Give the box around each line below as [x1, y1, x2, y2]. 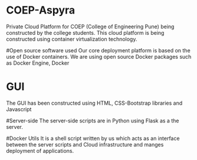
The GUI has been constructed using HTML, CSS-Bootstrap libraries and [6, 99, 183, 106]
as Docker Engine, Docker [6, 59, 70, 66]
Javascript [6, 105, 32, 112]
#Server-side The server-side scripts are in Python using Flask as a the [6, 117, 179, 124]
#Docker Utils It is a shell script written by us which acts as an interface [6, 135, 180, 142]
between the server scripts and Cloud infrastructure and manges [6, 141, 164, 148]
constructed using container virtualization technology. [6, 35, 137, 42]
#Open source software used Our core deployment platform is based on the [6, 46, 191, 54]
